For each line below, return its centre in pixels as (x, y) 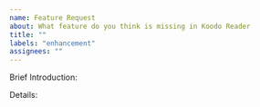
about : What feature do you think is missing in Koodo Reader (130, 26)
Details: (24, 95)
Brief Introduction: (43, 77)
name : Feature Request (52, 18)
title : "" (28, 34)
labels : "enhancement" (52, 43)
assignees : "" (36, 52)
